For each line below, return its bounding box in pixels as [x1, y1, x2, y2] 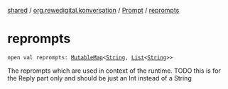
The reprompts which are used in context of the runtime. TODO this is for [7, 66, 222, 75]
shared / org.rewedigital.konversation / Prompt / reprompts [7, 6, 180, 14]
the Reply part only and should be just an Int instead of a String [7, 73, 192, 82]
